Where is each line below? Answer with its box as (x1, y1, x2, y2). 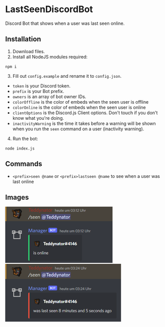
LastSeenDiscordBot (5, 4, 93, 15)
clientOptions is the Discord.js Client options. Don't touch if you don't (12, 110, 158, 116)
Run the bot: (12, 135, 38, 142)
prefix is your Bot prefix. (12, 88, 64, 94)
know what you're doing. (12, 115, 64, 121)
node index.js (5, 146, 35, 151)
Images (5, 193, 29, 202)
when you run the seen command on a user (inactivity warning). (12, 125, 144, 132)
